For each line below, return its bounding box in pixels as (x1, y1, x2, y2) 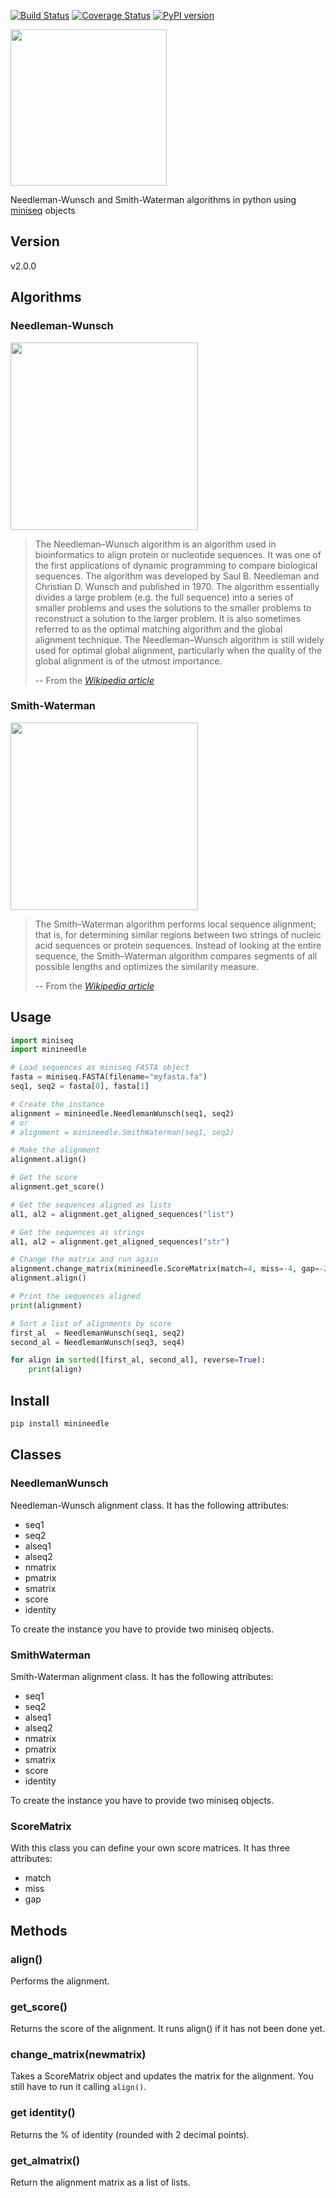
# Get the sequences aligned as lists (10, 1200, 172, 1210)
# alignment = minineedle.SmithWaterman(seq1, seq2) (10, 1127, 235, 1137)
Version (10, 233, 60, 250)
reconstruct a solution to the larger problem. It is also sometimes (34, 612, 302, 624)
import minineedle (10, 1045, 87, 1055)
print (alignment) (10, 1300, 83, 1310)
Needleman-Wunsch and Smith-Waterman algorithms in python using (10, 194, 297, 205)
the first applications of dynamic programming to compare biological (34, 559, 318, 571)
